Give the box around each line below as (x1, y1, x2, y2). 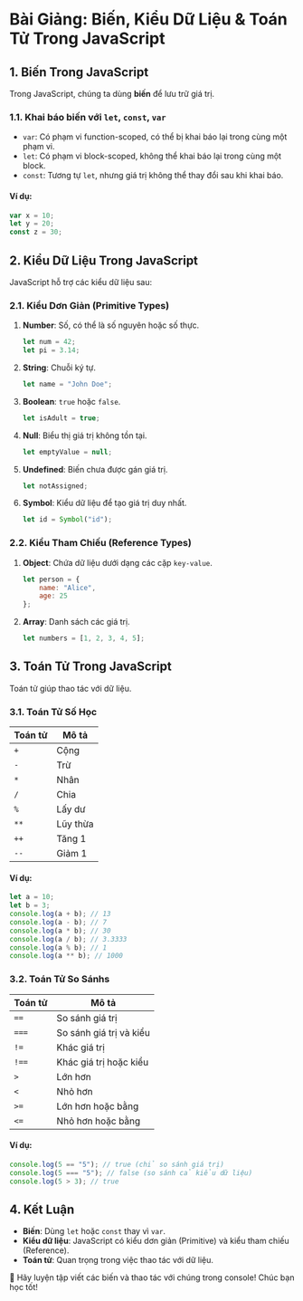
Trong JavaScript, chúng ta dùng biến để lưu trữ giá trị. (9, 89, 215, 99)
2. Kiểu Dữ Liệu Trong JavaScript (9, 253, 199, 268)
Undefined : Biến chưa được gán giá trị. (22, 464, 168, 474)
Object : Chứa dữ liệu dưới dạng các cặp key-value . (22, 557, 213, 568)
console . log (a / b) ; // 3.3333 (9, 934, 128, 943)
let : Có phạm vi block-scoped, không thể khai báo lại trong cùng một (22, 150, 282, 162)
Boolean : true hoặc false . (22, 396, 121, 407)
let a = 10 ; (9, 893, 54, 902)
